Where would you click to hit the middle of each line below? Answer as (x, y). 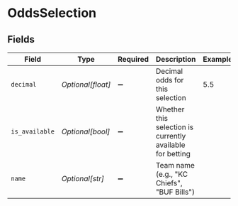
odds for (170, 80)
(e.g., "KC (172, 174)
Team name (175, 165)
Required (134, 59)
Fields (21, 39)
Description (176, 59)
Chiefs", (169, 183)
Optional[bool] (86, 131)
